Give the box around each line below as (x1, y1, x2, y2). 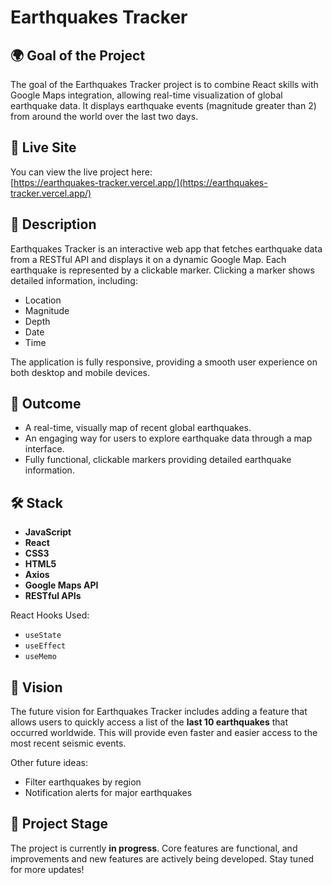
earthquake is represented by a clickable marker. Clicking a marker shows (10, 264, 315, 276)
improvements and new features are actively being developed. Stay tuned (10, 852, 315, 865)
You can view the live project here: (10, 166, 153, 178)
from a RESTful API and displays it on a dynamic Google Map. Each (10, 253, 287, 265)
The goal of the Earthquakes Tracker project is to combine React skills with (10, 79, 319, 90)
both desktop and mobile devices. (10, 366, 150, 378)
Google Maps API (24, 579, 99, 591)
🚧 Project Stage (10, 816, 109, 833)
